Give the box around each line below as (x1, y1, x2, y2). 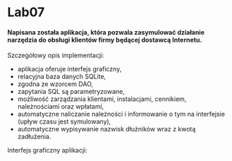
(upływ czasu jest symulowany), (17, 117, 111, 126)
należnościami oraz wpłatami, (17, 102, 104, 111)
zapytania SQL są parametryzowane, (17, 88, 125, 96)
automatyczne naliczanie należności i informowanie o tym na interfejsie (17, 110, 226, 119)
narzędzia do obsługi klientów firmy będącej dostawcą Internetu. (7, 35, 202, 44)
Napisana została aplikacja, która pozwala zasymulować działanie (7, 28, 204, 36)
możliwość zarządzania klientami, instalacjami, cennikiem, (17, 95, 187, 103)
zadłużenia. (17, 132, 51, 141)
